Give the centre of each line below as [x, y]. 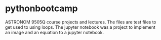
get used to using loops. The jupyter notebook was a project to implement [80, 27]
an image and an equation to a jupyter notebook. [55, 32]
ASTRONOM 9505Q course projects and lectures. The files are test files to [81, 22]
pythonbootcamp [41, 9]
